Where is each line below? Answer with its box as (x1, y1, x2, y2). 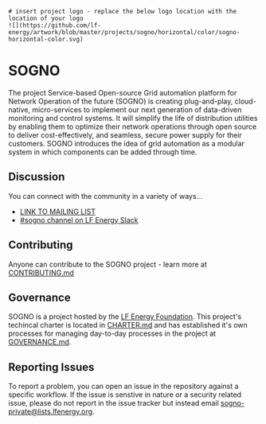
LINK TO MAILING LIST (19, 207, 96, 216)
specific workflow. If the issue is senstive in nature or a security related (8, 390, 241, 399)
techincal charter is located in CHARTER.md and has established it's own (8, 321, 248, 330)
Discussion (8, 170, 65, 184)
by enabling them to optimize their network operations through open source (8, 122, 257, 131)
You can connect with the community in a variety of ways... (8, 191, 203, 200)
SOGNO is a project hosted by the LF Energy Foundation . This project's (8, 312, 242, 321)
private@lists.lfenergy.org (8, 406, 93, 417)
